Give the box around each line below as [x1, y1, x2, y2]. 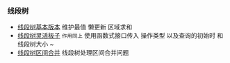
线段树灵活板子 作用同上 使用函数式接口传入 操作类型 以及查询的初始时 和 [17, 32, 224, 40]
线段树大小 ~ [17, 40, 54, 49]
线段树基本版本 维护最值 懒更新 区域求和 [17, 23, 133, 32]
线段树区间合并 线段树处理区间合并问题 [17, 49, 129, 57]
